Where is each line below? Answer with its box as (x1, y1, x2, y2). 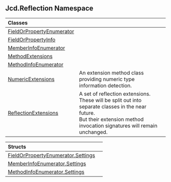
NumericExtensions (8, 75, 55, 83)
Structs (8, 143, 26, 150)
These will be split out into (79, 96, 141, 103)
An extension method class (79, 69, 144, 76)
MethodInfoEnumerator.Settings (8, 168, 85, 175)
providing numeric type (79, 75, 135, 83)
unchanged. (79, 128, 108, 136)
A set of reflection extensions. (79, 90, 151, 97)
